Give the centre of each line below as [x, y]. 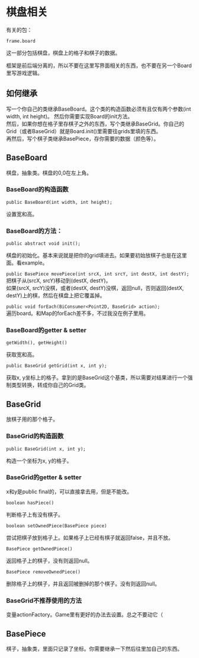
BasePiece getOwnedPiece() [39, 549]
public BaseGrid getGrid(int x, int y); [57, 366]
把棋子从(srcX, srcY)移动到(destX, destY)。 [59, 281]
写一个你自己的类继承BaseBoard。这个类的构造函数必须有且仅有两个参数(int [99, 109]
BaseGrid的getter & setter [44, 477]
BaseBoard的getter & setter [46, 330]
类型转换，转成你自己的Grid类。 [50, 385]
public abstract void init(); [44, 244]
